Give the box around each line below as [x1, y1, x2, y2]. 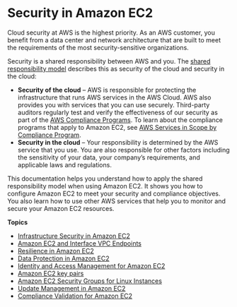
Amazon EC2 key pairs [17, 269, 84, 277]
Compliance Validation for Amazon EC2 [17, 291, 133, 300]
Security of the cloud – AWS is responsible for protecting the [17, 85, 197, 94]
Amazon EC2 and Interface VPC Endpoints [17, 239, 142, 248]
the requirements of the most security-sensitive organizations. [7, 43, 189, 52]
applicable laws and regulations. [17, 160, 112, 169]
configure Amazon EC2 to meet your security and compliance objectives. [7, 189, 221, 198]
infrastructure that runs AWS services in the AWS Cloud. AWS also [17, 93, 212, 102]
